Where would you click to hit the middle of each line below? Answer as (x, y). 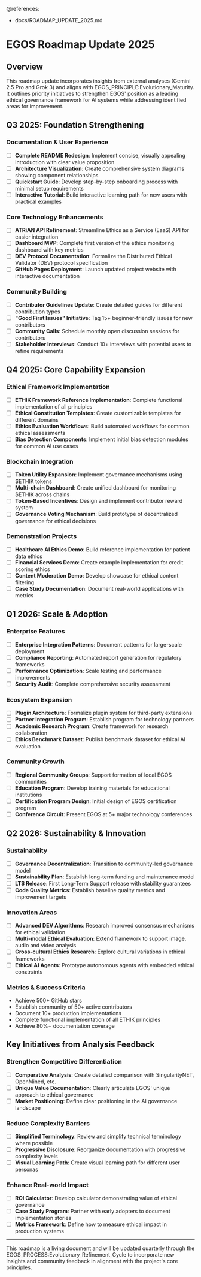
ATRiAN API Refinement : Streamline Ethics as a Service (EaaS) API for (102, 230)
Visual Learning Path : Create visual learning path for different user (98, 1163)
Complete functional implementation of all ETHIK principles (88, 1019)
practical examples (38, 201)
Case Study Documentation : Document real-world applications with (99, 589)
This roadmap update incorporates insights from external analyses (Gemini (98, 81)
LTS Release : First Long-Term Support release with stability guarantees (103, 883)
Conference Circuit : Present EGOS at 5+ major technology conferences (103, 814)
